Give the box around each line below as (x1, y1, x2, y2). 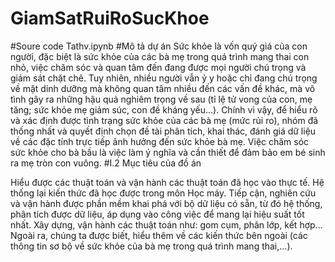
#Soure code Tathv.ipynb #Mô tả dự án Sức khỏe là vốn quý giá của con (10, 40, 308, 52)
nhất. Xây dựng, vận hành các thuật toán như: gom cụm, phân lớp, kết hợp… (10, 218, 323, 231)
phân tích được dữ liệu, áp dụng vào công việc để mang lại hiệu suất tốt (10, 208, 305, 220)
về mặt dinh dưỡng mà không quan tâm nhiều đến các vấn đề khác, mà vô (10, 82, 316, 94)
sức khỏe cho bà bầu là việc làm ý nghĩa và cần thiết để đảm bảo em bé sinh (10, 146, 326, 158)
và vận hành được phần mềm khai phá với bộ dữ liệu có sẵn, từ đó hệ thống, (10, 197, 323, 209)
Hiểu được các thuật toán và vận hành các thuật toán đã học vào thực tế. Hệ (10, 176, 325, 188)
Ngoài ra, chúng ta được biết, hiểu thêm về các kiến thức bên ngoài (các (10, 229, 308, 241)
